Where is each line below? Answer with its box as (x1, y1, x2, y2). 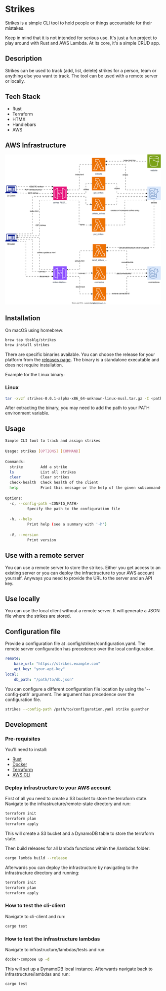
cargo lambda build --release (5, 856, 68, 861)
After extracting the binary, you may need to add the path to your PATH (5, 405, 150, 411)
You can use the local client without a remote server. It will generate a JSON (5, 608, 160, 614)
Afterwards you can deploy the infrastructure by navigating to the (5, 864, 138, 871)
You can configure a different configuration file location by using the (5, 686, 144, 692)
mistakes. (5, 25, 25, 31)
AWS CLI (12, 772, 31, 778)
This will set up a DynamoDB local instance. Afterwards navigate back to (5, 966, 153, 972)
